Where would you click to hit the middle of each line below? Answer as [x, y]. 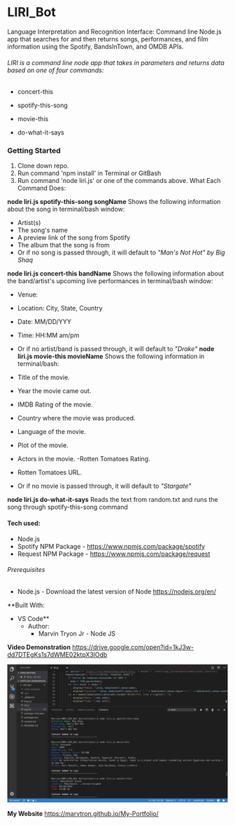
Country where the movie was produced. [76, 418]
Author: [39, 626]
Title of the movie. [43, 377]
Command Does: [42, 188]
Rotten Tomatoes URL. [50, 472]
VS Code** [33, 618]
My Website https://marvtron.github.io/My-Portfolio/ [83, 813]
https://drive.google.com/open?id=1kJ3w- [133, 647]
